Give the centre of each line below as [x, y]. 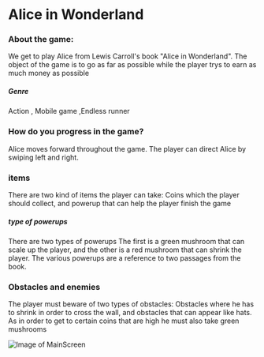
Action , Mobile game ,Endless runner [69, 111]
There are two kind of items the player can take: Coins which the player [124, 195]
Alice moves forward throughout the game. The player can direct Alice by [127, 148]
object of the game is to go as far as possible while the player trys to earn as [132, 65]
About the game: [41, 39]
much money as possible [48, 73]
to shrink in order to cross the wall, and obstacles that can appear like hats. [130, 313]
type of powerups [38, 221]
